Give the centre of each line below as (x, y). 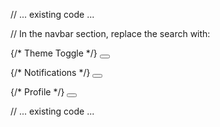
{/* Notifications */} (50, 72)
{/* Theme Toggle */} (54, 53)
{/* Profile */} (37, 92)
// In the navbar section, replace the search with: (110, 33)
